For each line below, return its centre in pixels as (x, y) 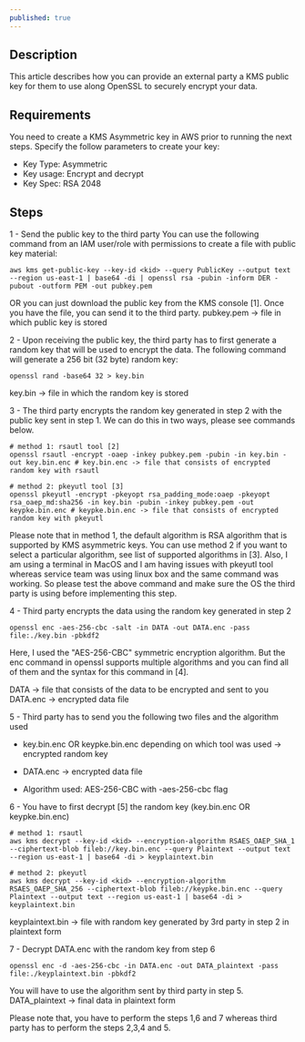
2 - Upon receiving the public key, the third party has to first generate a (143, 340)
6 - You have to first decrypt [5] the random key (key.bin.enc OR (130, 807)
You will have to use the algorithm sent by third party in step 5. (127, 991)
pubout (22, 286)
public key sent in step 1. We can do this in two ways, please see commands (152, 421)
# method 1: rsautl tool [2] (65, 447)
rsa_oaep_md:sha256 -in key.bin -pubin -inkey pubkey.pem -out (132, 503)
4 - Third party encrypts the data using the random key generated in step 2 (150, 611)
